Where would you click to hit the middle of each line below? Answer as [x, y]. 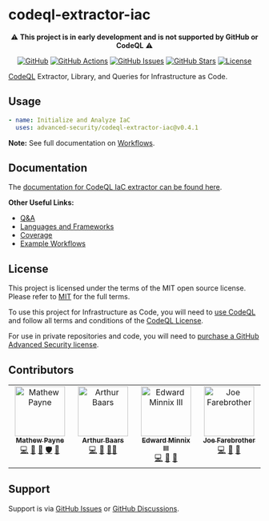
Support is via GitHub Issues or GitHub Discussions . [94, 508]
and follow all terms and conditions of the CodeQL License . [106, 321]
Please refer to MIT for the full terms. [69, 297]
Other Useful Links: [41, 202]
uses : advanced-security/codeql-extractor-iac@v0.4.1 [107, 127]
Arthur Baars [103, 440]
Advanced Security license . [54, 345]
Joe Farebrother [229, 440]
